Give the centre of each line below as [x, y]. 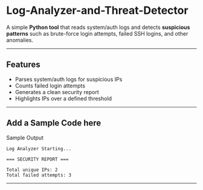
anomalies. [20, 40]
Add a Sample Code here [54, 123]
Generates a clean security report [57, 92]
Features [23, 65]
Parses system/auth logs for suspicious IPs [69, 79]
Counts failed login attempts [50, 86]
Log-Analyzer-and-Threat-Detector [97, 11]
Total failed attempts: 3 [39, 175]
